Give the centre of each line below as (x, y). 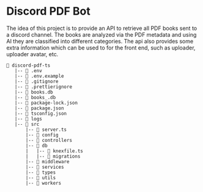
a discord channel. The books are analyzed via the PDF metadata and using (102, 34)
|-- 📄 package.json (39, 108)
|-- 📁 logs (28, 119)
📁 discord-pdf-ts (28, 65)
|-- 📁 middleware (47, 161)
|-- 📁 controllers (49, 140)
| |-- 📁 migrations (53, 156)
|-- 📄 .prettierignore (43, 87)
